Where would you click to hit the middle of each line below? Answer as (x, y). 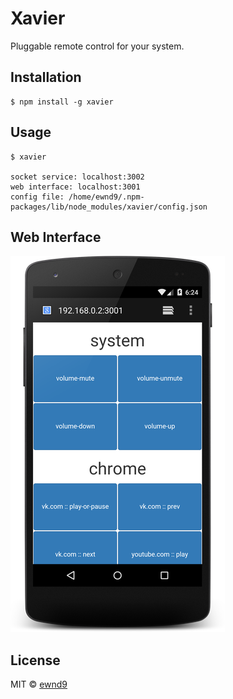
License (35, 660)
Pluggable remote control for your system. (97, 46)
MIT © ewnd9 (39, 684)
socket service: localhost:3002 (77, 177)
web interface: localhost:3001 (75, 187)
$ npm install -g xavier (62, 102)
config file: (37, 197)
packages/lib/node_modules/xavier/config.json (109, 207)
